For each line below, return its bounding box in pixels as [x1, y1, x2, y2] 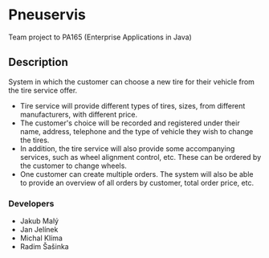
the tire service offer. [8, 85, 78, 95]
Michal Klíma [19, 233, 63, 243]
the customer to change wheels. [19, 161, 127, 170]
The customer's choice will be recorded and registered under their [19, 118, 240, 128]
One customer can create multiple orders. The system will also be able [19, 169, 254, 178]
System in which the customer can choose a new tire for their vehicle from [8, 76, 255, 86]
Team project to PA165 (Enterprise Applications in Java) [8, 32, 193, 42]
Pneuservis [8, 6, 86, 24]
